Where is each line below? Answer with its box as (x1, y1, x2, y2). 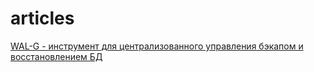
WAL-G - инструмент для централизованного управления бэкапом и (10, 40, 304, 52)
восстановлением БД (10, 50, 103, 62)
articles (10, 7, 75, 30)
